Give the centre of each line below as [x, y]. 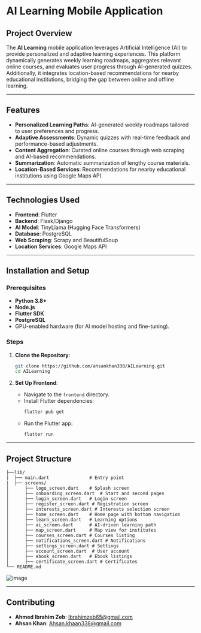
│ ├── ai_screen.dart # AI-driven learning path [81, 525]
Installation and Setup [48, 271]
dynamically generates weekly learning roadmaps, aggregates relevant [94, 60]
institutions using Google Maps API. [59, 176]
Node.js [25, 308]
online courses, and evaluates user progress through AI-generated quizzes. [99, 67]
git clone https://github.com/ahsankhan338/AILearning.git [90, 366]
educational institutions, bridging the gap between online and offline [90, 79]
